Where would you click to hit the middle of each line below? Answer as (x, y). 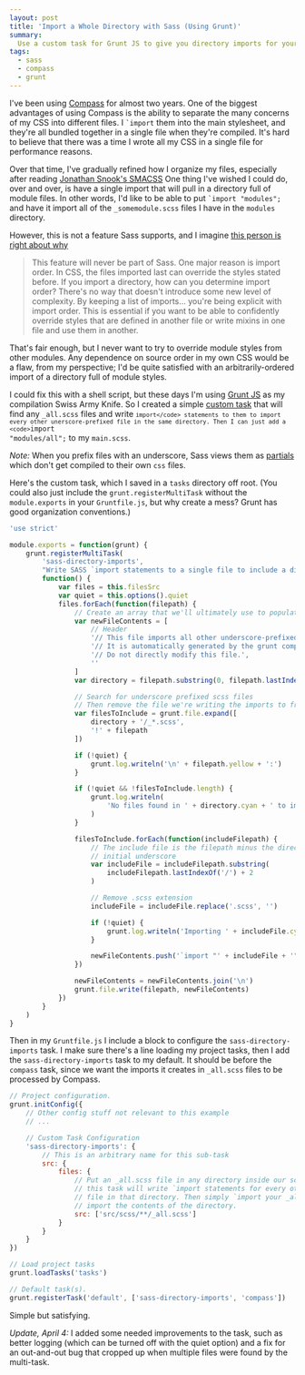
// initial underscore (133, 856)
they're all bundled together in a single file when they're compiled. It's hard (150, 132)
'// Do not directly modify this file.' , (170, 655)
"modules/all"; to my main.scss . (70, 437)
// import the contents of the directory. (156, 1206)
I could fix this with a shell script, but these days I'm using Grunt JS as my (148, 394)
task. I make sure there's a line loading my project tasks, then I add (165, 1050)
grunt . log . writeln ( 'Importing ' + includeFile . (198, 931)
